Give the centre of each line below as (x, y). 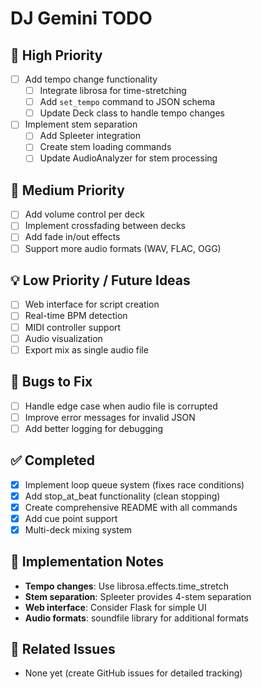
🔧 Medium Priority (67, 190)
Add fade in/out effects (72, 237)
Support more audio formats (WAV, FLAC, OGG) (123, 248)
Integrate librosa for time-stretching (113, 91)
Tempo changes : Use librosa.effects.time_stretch (126, 586)
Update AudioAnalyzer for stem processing (128, 158)
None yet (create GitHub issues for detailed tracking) (133, 673)
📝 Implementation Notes (87, 562)
